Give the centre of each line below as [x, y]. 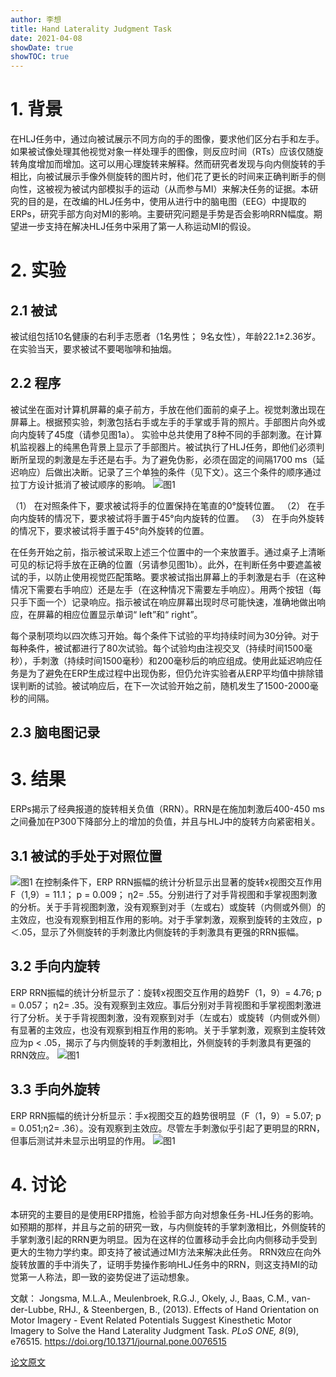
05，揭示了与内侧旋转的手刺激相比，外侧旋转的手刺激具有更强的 [179, 1042]
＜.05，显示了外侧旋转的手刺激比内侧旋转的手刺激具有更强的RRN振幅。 [157, 932]
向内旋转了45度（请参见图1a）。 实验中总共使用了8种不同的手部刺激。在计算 [166, 434]
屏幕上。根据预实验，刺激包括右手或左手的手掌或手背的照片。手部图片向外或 [168, 422]
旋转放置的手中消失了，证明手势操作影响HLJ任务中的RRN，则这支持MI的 [160, 1264]
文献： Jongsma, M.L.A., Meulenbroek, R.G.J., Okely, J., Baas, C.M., [150, 1298]
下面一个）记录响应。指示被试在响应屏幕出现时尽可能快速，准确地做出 [172, 602]
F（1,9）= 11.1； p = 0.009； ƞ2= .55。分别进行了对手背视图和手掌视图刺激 [164, 895]
